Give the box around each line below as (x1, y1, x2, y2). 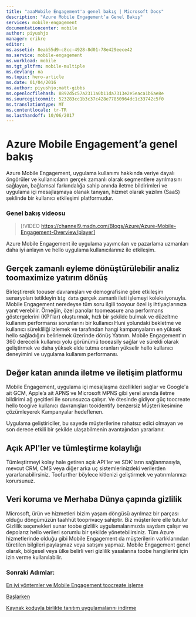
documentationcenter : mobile (6, 25, 77, 31)
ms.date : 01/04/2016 (6, 80, 57, 86)
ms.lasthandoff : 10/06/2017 (6, 112, 75, 118)
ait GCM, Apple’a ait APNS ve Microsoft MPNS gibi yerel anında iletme (6, 390, 175, 397)
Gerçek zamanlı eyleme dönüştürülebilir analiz (6, 263, 180, 273)
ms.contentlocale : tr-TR (6, 107, 67, 113)
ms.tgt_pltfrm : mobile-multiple (6, 63, 85, 69)
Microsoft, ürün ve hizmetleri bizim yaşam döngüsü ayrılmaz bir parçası (6, 509, 179, 517)
